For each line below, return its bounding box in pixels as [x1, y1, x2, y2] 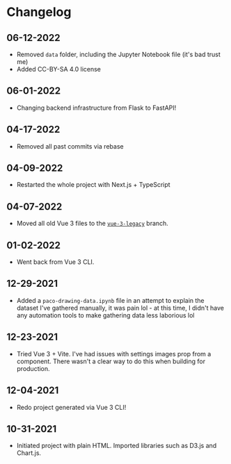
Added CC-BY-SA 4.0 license [16, 65, 102, 73]
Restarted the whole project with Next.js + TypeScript [16, 181, 171, 189]
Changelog [6, 4, 72, 20]
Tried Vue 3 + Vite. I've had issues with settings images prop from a [16, 349, 212, 358]
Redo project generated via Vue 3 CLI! [16, 403, 127, 411]
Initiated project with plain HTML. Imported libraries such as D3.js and [16, 442, 217, 450]
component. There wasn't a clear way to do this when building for [16, 357, 206, 365]
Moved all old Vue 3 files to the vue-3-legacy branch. [16, 219, 168, 228]
